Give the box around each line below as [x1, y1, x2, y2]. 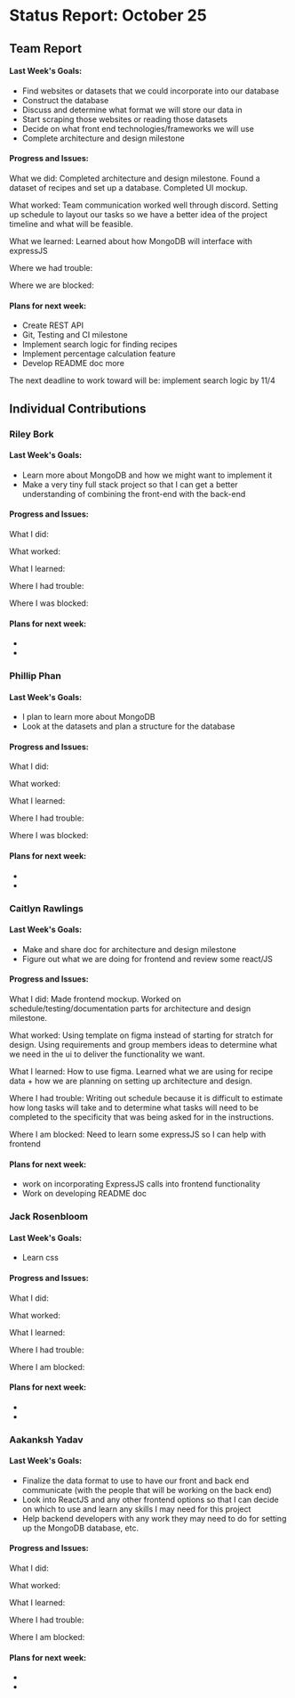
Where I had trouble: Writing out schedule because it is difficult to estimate [9, 1092, 283, 1103]
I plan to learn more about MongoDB [21, 712, 155, 722]
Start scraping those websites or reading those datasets [21, 113, 228, 125]
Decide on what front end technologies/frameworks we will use [21, 123, 255, 134]
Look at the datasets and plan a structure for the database [21, 721, 235, 731]
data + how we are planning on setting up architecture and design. [9, 1075, 253, 1086]
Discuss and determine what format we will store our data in [21, 104, 243, 115]
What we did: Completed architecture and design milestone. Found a [9, 173, 260, 184]
